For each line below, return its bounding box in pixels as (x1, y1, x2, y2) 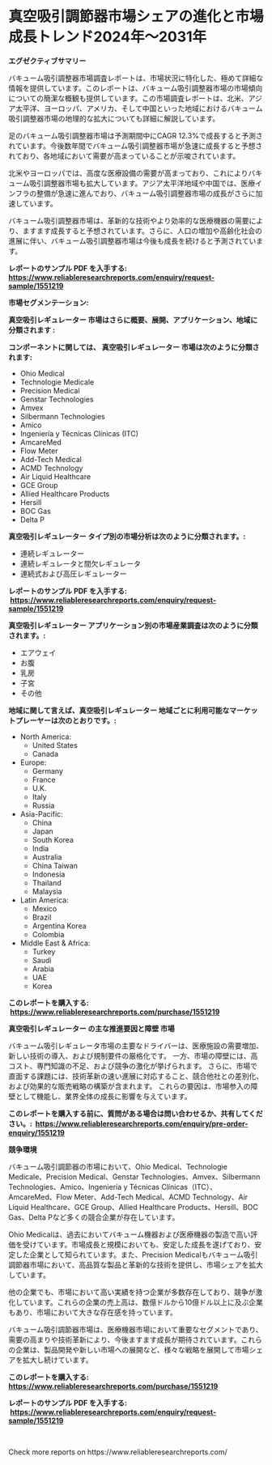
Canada (32, 749, 59, 758)
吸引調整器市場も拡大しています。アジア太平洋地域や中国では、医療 (29, 178, 256, 188)
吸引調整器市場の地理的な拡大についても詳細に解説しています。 (8, 113, 220, 123)
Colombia (32, 929, 65, 939)
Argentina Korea (32, 920, 87, 931)
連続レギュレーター (19, 548, 85, 558)
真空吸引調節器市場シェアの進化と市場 (8, 7, 265, 26)
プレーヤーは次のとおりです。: (15, 716, 117, 725)
